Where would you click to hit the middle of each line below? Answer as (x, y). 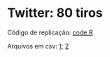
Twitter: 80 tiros (55, 13)
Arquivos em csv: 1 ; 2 (38, 46)
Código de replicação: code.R (50, 32)
